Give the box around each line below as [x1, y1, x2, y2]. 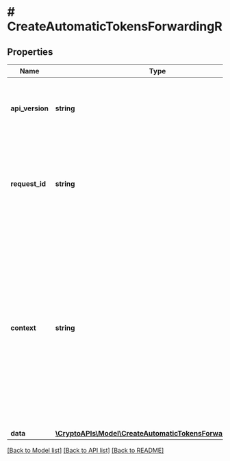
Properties [7, 46, 53, 58]
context [10, 323, 36, 333]
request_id [10, 179, 47, 189]
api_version [10, 104, 49, 113]
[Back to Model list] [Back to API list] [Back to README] [7, 447, 164, 454]
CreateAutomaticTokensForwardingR [7, 19, 222, 34]
